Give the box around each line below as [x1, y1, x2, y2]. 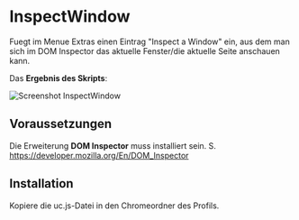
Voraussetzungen [9, 116, 113, 132]
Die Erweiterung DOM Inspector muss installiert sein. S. [9, 140, 216, 151]
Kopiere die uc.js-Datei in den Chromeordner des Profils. [9, 200, 220, 211]
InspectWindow [9, 6, 131, 27]
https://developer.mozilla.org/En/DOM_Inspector [9, 150, 189, 160]
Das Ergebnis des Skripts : [9, 72, 108, 83]
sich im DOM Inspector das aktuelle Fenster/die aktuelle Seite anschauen [9, 45, 281, 56]
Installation [9, 176, 74, 191]
